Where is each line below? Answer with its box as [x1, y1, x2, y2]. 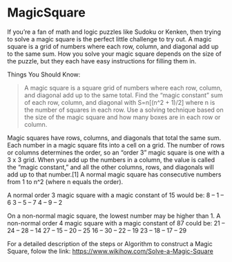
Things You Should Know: [7, 70, 81, 79]
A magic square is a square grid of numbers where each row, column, [23, 83, 222, 92]
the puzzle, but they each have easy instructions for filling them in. [7, 57, 197, 65]
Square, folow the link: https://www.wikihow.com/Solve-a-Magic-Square [7, 247, 214, 255]
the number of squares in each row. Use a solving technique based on [23, 105, 224, 114]
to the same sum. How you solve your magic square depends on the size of [7, 50, 222, 58]
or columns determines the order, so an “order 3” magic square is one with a [7, 148, 225, 157]
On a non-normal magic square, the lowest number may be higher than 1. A [7, 212, 221, 220]
